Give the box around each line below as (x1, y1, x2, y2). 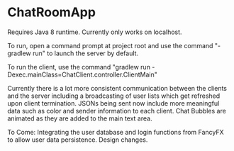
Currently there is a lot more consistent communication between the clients (7, 84, 228, 92)
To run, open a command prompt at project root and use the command (7, 41, 213, 50)
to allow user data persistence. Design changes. (7, 135, 148, 144)
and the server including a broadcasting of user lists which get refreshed (7, 91, 221, 100)
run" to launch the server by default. (32, 49, 139, 57)
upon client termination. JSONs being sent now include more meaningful (7, 99, 220, 107)
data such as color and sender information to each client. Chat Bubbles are (7, 106, 227, 115)
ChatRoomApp (7, 4, 96, 21)
